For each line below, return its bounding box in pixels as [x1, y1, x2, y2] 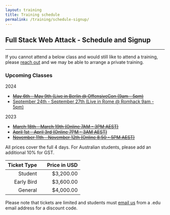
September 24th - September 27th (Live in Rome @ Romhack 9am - [12, 98, 154, 104]
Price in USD [47, 162, 78, 169]
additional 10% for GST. [5, 150, 55, 156]
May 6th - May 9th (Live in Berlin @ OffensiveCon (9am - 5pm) [12, 93, 144, 99]
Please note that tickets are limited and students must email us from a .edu [5, 200, 161, 206]
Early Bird [14, 178, 37, 186]
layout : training [5, 7, 42, 13]
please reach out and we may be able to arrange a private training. [5, 59, 144, 65]
